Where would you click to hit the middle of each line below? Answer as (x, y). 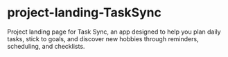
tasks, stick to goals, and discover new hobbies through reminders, (103, 38)
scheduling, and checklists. (46, 46)
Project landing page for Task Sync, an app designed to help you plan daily (114, 32)
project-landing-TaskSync (84, 13)
